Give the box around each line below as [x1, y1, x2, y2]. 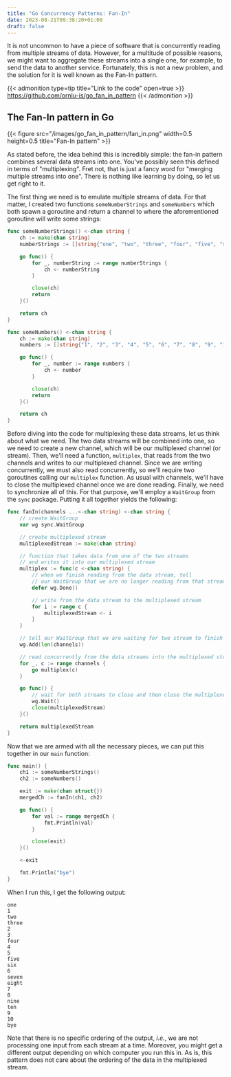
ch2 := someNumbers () [19, 775, 81, 782]
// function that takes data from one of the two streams [19, 553, 189, 559]
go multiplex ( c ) [32, 666, 78, 674]
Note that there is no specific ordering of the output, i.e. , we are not [7, 1034, 199, 1042]
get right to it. [7, 179, 46, 188]
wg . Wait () [32, 698, 60, 705]
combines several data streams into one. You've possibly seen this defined [7, 157, 219, 166]
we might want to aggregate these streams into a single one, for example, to [7, 56, 223, 65]
